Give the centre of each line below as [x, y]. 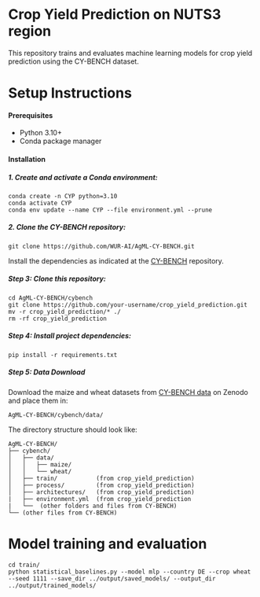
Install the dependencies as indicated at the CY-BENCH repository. [116, 260]
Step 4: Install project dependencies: [70, 336]
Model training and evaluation [108, 544]
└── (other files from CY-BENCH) [63, 513]
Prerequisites [31, 115]
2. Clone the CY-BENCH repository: [67, 227]
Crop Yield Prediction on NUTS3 [115, 15]
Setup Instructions [70, 93]
